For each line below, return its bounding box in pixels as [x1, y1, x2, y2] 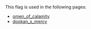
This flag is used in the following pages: [5, 4, 87, 10]
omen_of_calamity [12, 14, 50, 19]
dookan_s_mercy [12, 19, 47, 24]
